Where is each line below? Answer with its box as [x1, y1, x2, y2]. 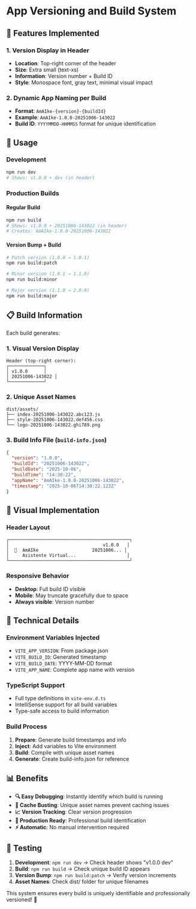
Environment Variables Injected [6, 633, 100, 641]
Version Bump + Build [6, 241, 61, 248]
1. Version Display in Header [6, 46, 90, 55]
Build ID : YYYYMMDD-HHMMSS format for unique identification [14, 120, 156, 127]
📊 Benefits [6, 773, 49, 784]
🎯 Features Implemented [6, 28, 99, 38]
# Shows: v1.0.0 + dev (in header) [6, 175, 95, 181]
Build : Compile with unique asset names [14, 749, 115, 756]
